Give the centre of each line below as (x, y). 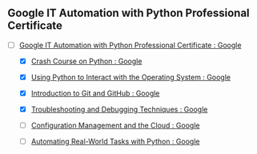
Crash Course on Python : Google (86, 61)
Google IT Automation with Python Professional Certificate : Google (130, 45)
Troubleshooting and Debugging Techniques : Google (119, 109)
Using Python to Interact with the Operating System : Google (131, 77)
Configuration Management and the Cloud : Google (115, 126)
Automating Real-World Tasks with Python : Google (115, 142)
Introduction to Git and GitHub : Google (95, 93)
